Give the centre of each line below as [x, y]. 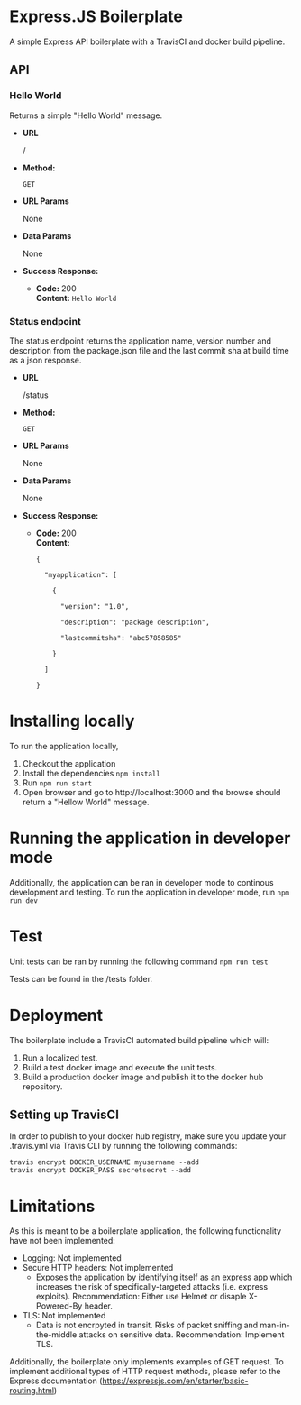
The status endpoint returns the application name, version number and [141, 341]
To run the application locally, [64, 746]
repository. [42, 1086]
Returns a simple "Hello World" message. [86, 115]
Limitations [52, 1206]
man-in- [275, 1325]
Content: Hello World [76, 298]
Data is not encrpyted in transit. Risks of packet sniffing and [147, 1325]
